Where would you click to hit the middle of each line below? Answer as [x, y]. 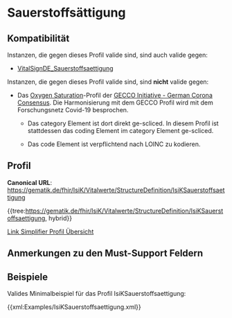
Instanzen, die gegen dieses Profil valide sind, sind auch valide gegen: [107, 55]
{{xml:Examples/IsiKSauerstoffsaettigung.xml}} [74, 307]
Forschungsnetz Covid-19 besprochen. [73, 110]
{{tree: [16, 211]
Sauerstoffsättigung [66, 13]
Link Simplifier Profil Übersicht [51, 231]
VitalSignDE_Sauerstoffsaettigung [65, 68]
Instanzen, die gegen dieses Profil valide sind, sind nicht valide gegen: [108, 82]
